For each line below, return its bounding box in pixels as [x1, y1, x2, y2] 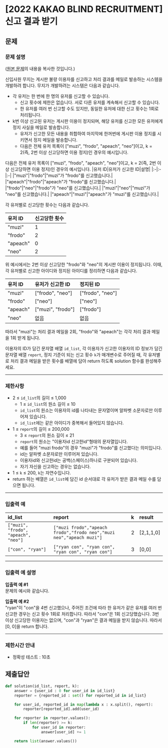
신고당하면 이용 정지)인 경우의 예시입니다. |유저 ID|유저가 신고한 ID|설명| [10, 166, 151, 172]
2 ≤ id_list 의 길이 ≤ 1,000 [12, 395, 66, 401]
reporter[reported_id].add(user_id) [23, 707, 99, 712]
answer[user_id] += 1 [40, 730, 86, 735]
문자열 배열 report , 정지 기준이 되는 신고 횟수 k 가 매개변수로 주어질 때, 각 [5, 351, 147, 358]
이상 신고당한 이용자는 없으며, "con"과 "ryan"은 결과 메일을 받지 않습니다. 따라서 [5, 617, 162, 623]
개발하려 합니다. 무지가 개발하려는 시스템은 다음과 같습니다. [5, 82, 120, 88]
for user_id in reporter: [31, 725, 86, 730]
